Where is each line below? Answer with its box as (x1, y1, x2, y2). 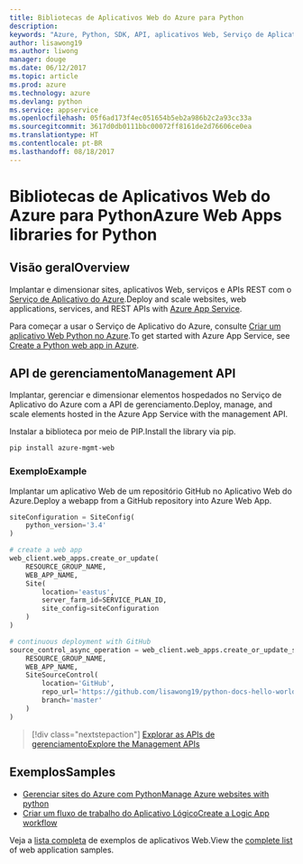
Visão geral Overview (9, 260, 131, 276)
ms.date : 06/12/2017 (9, 64, 87, 73)
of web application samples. (9, 844, 115, 855)
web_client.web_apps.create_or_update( (9, 554, 160, 563)
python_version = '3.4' (25, 521, 106, 530)
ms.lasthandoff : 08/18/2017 (9, 147, 115, 156)
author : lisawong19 (9, 38, 83, 48)
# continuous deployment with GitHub (9, 637, 151, 646)
